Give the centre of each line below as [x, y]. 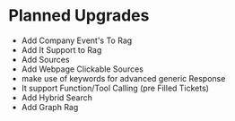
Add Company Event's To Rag [77, 40]
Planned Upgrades [79, 16]
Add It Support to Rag [61, 49]
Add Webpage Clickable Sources [83, 69]
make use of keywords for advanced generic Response [123, 78]
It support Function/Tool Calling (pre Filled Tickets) [115, 88]
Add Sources [45, 59]
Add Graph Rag [50, 107]
